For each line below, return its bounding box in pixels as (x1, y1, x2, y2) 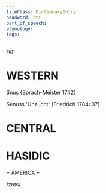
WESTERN (6, 69, 59, 83)
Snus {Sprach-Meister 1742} (6, 89, 76, 96)
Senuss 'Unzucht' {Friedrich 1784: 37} (6, 101, 101, 108)
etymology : (6, 25, 34, 32)
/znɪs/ (6, 181, 21, 188)
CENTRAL (6, 122, 56, 136)
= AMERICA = (6, 169, 40, 177)
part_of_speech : (6, 20, 47, 26)
